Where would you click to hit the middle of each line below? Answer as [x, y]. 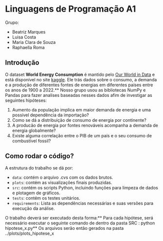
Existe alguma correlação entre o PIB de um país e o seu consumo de [82, 135]
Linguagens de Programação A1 [71, 9]
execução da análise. [33, 208]
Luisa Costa [24, 37]
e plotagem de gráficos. [36, 193]
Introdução [22, 63]
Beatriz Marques [29, 32]
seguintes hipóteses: [26, 100]
